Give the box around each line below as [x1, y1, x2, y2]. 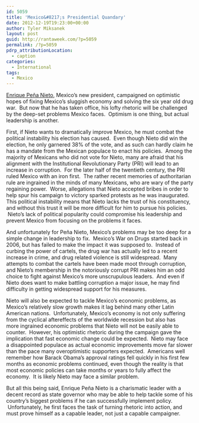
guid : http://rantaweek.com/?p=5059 [6, 36, 97, 42]
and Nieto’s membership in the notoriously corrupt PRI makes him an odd [6, 266, 185, 274]
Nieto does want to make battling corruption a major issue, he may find [6, 279, 180, 287]
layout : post [6, 31, 39, 37]
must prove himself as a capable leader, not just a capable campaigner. [6, 410, 181, 417]
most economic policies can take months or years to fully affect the [6, 367, 171, 374]
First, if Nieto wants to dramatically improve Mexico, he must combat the [6, 129, 184, 136]
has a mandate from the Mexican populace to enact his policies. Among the [6, 147, 192, 155]
